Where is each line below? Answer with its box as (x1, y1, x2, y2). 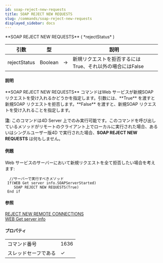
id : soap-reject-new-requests (5, 7, 66, 12)
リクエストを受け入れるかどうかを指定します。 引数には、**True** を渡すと (5, 95, 155, 101)
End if (7, 189, 21, 194)
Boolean (39, 59, 59, 66)
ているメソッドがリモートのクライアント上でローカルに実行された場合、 (5, 124, 149, 130)
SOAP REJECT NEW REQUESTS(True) (14, 185, 79, 190)
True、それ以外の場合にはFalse (72, 63, 144, 70)
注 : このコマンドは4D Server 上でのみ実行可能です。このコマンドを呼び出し (5, 117, 156, 124)
